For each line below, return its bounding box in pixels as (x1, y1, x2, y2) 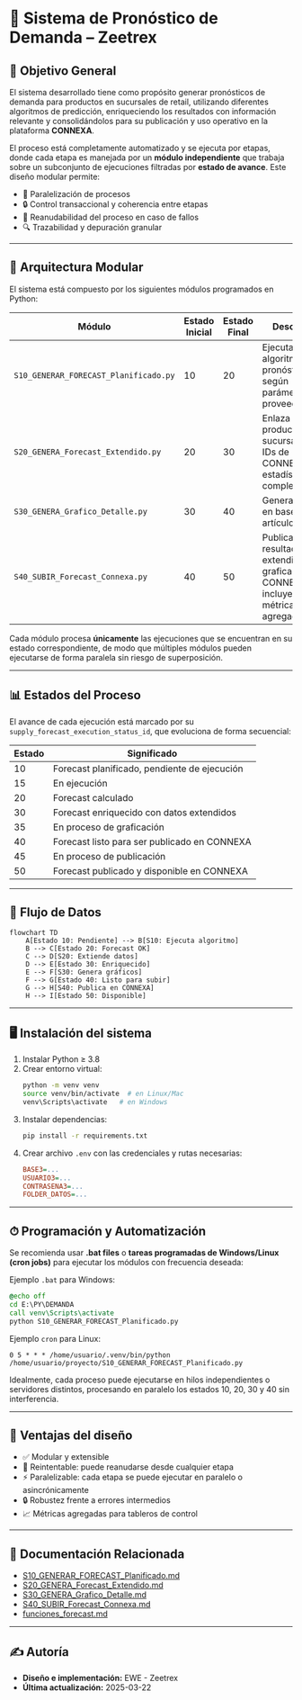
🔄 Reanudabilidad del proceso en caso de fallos (22, 211, 200, 222)
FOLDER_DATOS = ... (22, 1190, 88, 1200)
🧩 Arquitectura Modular (9, 260, 144, 275)
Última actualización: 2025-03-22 (22, 1682, 152, 1693)
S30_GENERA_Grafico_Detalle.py (13, 506, 148, 517)
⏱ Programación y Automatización (9, 1223, 207, 1238)
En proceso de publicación (52, 850, 166, 862)
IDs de (262, 445, 289, 458)
